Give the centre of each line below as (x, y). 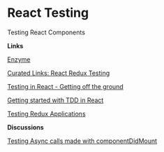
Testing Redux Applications (46, 113)
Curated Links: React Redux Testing (59, 73)
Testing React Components (46, 32)
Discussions (25, 127)
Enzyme (19, 59)
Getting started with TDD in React (55, 100)
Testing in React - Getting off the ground (65, 86)
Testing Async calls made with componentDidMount (82, 141)
